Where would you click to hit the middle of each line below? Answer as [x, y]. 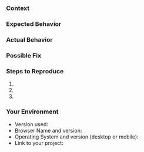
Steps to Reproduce [35, 71]
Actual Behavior [29, 39]
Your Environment [32, 112]
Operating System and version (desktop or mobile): [77, 137]
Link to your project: [39, 143]
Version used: [31, 124]
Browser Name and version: [48, 131]
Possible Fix [24, 55]
